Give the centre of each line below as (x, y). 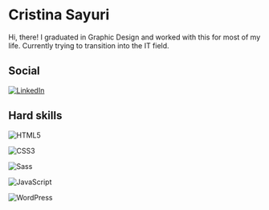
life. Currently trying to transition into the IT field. (89, 45)
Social (24, 71)
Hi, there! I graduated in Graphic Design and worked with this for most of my (134, 37)
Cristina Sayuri (59, 15)
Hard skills (35, 115)
